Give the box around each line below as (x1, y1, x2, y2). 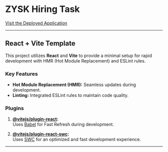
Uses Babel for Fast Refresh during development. (12, 121, 114, 127)
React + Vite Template (5, 39, 76, 48)
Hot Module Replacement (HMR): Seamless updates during (12, 81, 136, 88)
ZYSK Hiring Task (5, 3, 80, 15)
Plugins (5, 104, 24, 111)
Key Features (5, 70, 38, 77)
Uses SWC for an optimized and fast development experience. (12, 136, 141, 142)
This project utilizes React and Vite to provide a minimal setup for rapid (5, 52, 152, 58)
